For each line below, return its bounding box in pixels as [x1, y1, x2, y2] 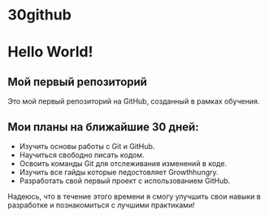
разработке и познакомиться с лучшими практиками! [7, 200, 196, 210]
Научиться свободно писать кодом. [19, 150, 145, 160]
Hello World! [7, 43, 93, 62]
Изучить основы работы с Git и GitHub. [19, 142, 155, 151]
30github [7, 6, 72, 24]
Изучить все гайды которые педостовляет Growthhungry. [19, 168, 219, 177]
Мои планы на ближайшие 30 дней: [7, 120, 200, 134]
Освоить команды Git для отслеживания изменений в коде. [19, 159, 228, 168]
